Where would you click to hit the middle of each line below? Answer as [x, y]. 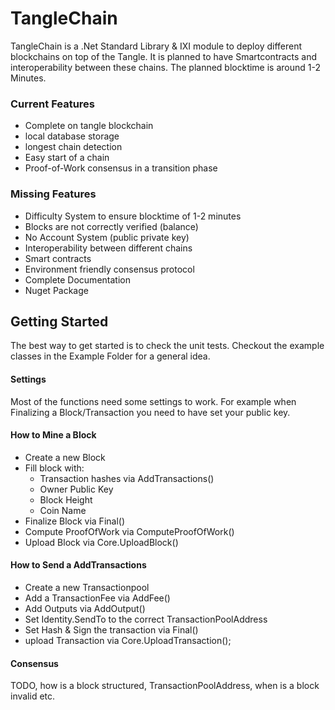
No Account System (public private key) [107, 237]
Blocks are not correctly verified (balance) [111, 226]
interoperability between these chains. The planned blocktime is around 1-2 [165, 67]
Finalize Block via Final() [75, 521]
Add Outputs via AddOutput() [85, 608]
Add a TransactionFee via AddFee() [97, 598]
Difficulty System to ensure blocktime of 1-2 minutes [133, 216]
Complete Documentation [77, 279]
